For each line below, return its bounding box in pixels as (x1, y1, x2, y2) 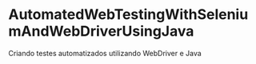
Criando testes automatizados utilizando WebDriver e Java (8, 48, 202, 58)
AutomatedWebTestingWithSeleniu (8, 6, 249, 24)
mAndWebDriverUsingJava (8, 22, 194, 40)
